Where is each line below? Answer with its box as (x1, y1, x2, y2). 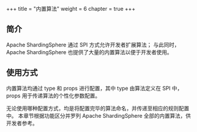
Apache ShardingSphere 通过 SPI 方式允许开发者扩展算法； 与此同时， (6, 41, 180, 48)
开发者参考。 (6, 120, 38, 127)
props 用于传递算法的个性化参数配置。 (6, 92, 100, 99)
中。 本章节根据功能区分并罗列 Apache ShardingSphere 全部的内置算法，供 (6, 112, 191, 119)
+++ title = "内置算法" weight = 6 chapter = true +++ (6, 5, 136, 12)
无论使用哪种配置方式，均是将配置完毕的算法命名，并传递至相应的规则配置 (6, 105, 189, 112)
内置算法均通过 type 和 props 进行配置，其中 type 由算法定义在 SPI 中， (6, 84, 183, 92)
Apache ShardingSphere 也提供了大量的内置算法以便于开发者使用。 (6, 48, 173, 55)
